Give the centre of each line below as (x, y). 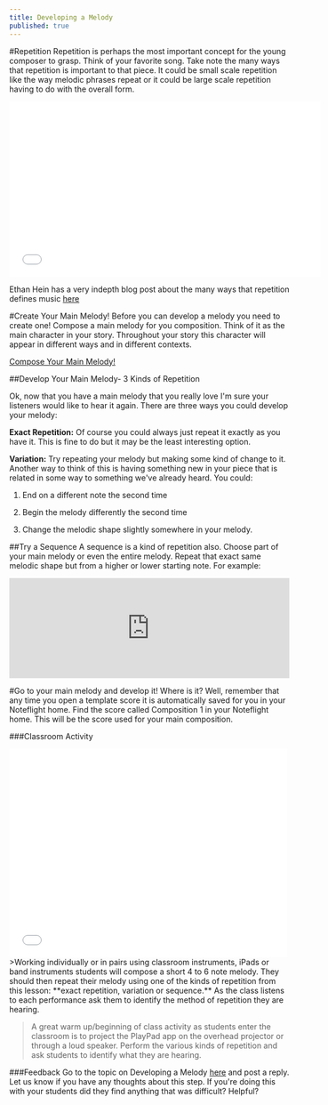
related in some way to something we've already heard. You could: (131, 478)
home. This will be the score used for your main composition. (121, 719)
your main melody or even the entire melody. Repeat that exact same (135, 556)
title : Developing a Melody (61, 17)
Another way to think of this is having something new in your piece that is (144, 468)
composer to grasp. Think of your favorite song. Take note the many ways (144, 60)
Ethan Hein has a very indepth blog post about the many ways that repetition (150, 289)
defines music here (44, 298)
